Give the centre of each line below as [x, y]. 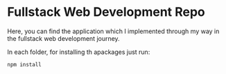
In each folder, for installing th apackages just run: [79, 52]
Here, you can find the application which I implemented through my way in [113, 31]
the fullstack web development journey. [63, 38]
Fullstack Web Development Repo [106, 12]
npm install [24, 64]
